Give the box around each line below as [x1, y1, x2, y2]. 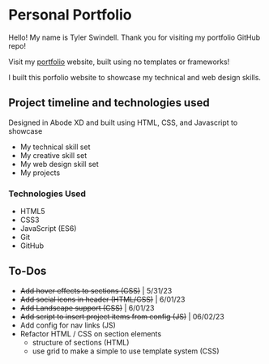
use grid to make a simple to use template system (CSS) [32, 346, 220, 356]
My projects [19, 168, 61, 178]
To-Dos [8, 264, 47, 278]
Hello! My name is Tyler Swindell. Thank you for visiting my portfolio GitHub [8, 32, 261, 42]
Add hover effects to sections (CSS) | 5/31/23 [19, 285, 173, 295]
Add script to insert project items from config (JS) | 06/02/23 [19, 311, 224, 321]
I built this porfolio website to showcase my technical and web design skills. [8, 72, 262, 82]
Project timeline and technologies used [8, 96, 210, 110]
